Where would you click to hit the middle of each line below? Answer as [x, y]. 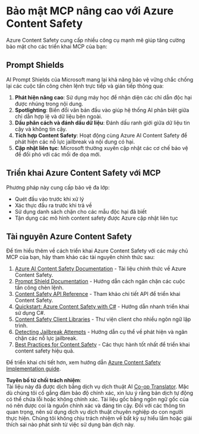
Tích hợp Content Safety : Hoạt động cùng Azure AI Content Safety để [101, 135]
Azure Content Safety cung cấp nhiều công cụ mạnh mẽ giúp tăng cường [96, 40]
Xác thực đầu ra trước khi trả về [53, 205]
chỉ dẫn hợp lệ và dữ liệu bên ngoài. [59, 116]
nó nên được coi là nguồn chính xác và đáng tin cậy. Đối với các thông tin [96, 405]
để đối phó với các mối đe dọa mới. [58, 154]
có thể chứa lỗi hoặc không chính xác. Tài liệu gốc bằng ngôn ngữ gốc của [97, 399]
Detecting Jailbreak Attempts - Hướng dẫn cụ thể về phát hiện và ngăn [101, 332]
